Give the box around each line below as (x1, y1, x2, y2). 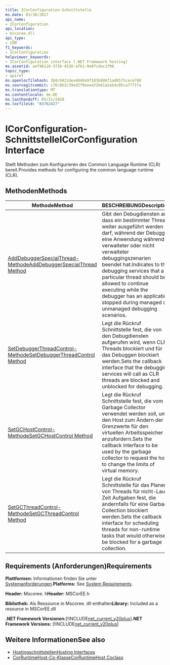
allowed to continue (102, 280, 149, 287)
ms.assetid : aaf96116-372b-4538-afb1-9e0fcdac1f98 (5, 64, 114, 69)
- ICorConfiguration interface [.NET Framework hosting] (5, 59, 128, 64)
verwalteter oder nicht (102, 242, 155, 249)
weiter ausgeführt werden (102, 223, 163, 230)
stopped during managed (102, 299, 162, 306)
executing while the (102, 286, 148, 293)
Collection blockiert (102, 507, 148, 514)
